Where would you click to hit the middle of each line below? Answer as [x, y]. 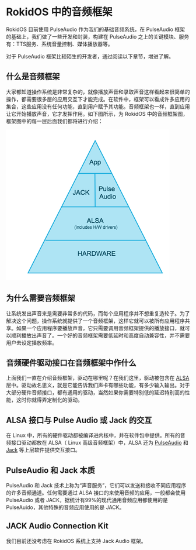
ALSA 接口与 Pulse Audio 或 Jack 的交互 [79, 420]
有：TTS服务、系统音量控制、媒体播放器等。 [60, 44]
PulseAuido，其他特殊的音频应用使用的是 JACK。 [65, 507]
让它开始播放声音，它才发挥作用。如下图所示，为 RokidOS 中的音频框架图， [97, 114]
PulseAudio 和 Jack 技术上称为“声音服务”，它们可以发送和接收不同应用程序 [96, 485]
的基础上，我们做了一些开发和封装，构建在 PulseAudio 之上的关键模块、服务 [98, 36]
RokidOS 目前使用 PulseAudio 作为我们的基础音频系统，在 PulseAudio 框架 [96, 29]
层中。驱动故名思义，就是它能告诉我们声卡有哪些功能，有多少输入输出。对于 [98, 385]
